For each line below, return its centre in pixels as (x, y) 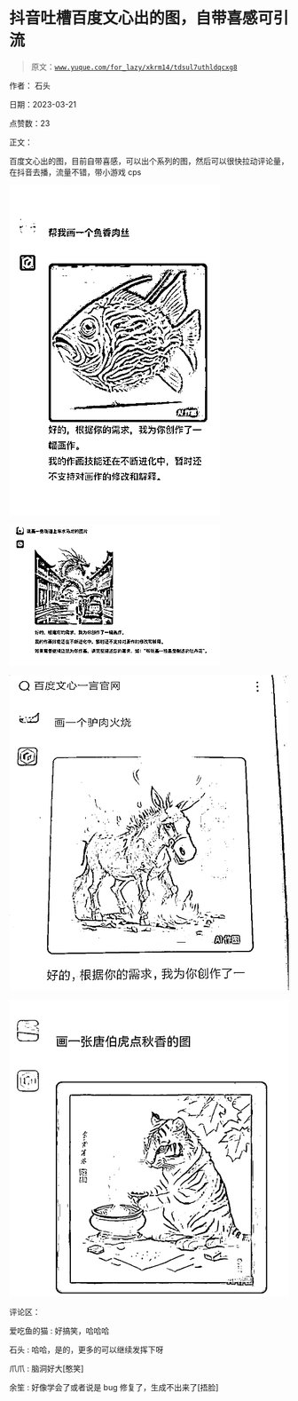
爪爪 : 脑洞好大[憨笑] (47, 1369)
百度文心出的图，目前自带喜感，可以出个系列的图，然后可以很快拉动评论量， (149, 161)
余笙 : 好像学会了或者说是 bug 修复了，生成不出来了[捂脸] (114, 1388)
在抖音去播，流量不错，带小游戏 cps (75, 172)
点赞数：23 (30, 123)
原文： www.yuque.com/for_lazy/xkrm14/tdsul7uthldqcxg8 (134, 67)
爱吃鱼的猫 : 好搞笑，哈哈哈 (59, 1331)
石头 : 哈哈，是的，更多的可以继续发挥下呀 (86, 1350)
